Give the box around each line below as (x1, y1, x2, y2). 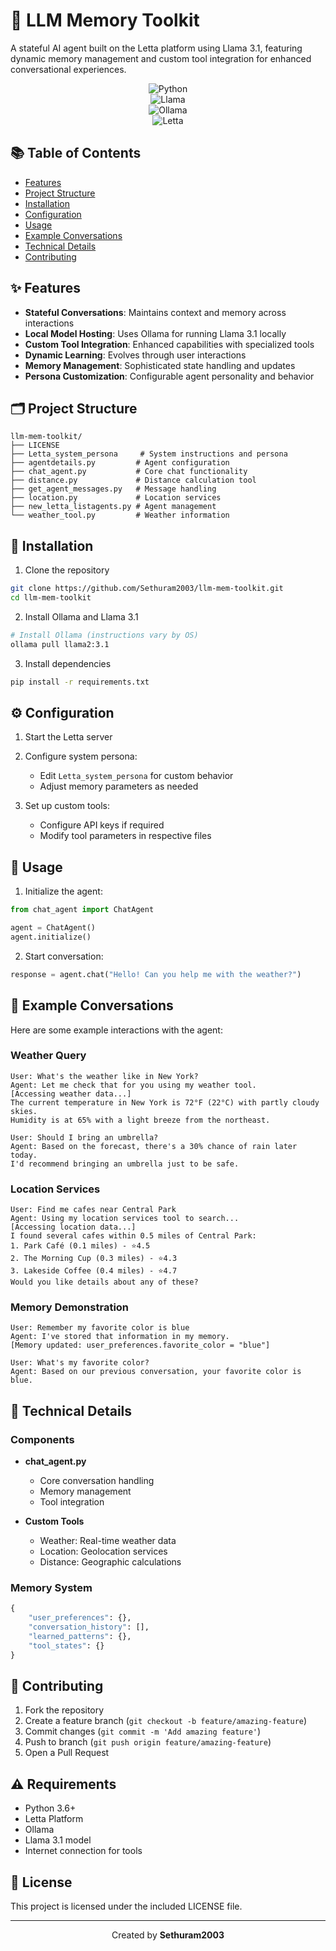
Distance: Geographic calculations (39, 1556, 182, 1568)
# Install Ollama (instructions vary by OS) (10, 630, 199, 640)
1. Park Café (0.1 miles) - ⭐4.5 (10, 1241, 151, 1251)
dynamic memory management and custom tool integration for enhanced (10, 52, 312, 64)
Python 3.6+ (24, 1802, 77, 1814)
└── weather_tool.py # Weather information (10, 510, 230, 521)
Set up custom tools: (24, 800, 110, 812)
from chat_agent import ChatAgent (10, 905, 155, 915)
